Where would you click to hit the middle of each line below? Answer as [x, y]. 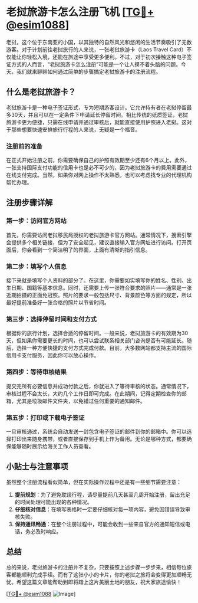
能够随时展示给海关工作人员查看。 [52, 446]
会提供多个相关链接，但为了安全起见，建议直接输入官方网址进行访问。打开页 [99, 242]
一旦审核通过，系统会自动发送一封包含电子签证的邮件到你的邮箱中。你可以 [96, 431]
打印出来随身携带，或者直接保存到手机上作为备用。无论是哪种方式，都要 [99, 439]
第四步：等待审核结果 [36, 372]
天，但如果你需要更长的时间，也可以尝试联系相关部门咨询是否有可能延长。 [96, 340]
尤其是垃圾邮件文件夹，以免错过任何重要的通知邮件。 [81, 401]
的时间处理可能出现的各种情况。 [53, 502]
